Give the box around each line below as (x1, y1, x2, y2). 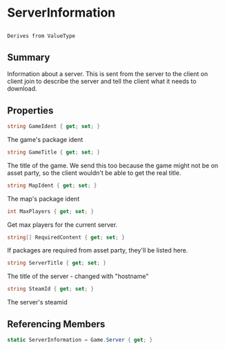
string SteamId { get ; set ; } (7, 286, 95, 293)
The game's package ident (7, 135, 84, 143)
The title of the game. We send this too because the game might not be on (7, 161, 219, 169)
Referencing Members (7, 318, 106, 330)
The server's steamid (7, 298, 68, 306)
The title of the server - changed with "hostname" (7, 272, 149, 281)
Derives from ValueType (7, 33, 76, 39)
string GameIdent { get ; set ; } (7, 123, 100, 130)
